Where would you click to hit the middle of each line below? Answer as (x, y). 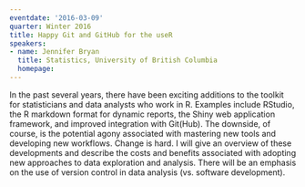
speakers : (28, 43)
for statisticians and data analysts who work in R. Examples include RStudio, (152, 104)
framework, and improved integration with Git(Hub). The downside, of (140, 123)
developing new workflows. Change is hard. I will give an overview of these (151, 143)
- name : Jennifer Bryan (55, 52)
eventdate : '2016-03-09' (56, 18)
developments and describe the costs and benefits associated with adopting (153, 152)
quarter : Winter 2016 (51, 26)
